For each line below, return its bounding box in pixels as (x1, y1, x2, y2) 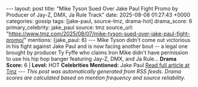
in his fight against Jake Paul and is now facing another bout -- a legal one (6, 43, 188, 50)
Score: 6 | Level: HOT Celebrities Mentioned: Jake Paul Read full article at (6, 62, 190, 69)
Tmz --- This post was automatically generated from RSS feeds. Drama (6, 68, 182, 75)
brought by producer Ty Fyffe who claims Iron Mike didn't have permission (6, 49, 189, 56)
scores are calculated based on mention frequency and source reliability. (6, 74, 186, 81)
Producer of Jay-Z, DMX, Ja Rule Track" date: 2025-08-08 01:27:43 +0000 (6, 11, 191, 18)
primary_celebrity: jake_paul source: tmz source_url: (6, 24, 133, 31)
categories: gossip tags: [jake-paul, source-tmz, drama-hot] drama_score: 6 (6, 18, 193, 24)
